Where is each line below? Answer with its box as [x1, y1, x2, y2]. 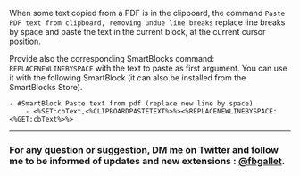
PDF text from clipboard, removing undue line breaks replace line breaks [9, 17, 286, 28]
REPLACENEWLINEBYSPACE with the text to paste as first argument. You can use [9, 63, 287, 73]
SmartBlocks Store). [9, 82, 83, 92]
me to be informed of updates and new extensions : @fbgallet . [9, 155, 286, 167]
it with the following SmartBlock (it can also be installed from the [9, 72, 246, 83]
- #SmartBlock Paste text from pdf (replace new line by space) [9, 99, 254, 108]
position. [9, 36, 42, 46]
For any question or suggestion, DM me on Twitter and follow [9, 143, 279, 155]
